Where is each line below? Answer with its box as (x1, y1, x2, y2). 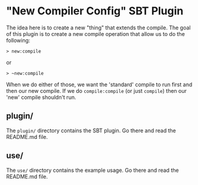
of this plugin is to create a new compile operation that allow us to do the (6, 30, 185, 37)
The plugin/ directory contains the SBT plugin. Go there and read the (6, 127, 176, 134)
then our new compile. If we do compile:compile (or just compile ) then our (6, 87, 187, 94)
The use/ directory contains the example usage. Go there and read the (6, 166, 179, 174)
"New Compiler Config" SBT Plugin (6, 4, 184, 18)
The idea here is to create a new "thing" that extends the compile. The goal (6, 24, 191, 31)
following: (6, 37, 30, 44)
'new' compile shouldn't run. (6, 93, 76, 101)
